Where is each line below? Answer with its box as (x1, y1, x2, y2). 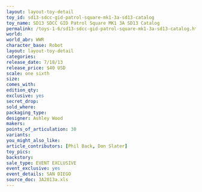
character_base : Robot (6, 43, 63, 49)
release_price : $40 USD (6, 64, 66, 71)
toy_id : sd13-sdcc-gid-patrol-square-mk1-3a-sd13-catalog (6, 14, 155, 20)
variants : (6, 132, 31, 138)
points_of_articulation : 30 (6, 126, 77, 132)
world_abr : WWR (6, 37, 44, 43)
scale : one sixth (6, 70, 50, 76)
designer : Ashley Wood (6, 115, 63, 121)
